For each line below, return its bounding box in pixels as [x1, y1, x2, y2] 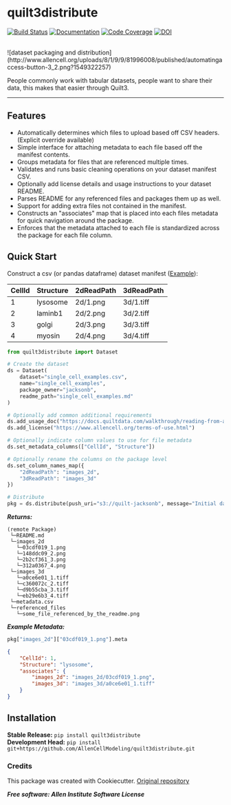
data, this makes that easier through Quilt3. [7, 83, 129, 92]
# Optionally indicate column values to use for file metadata [7, 437, 192, 444]
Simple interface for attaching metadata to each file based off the [16, 143, 203, 151]
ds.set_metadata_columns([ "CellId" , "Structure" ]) [7, 443, 155, 451]
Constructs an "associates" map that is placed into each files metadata [16, 209, 219, 217]
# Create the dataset [7, 360, 69, 368]
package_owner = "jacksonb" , [19, 386, 97, 394]
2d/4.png [75, 331, 105, 340]
